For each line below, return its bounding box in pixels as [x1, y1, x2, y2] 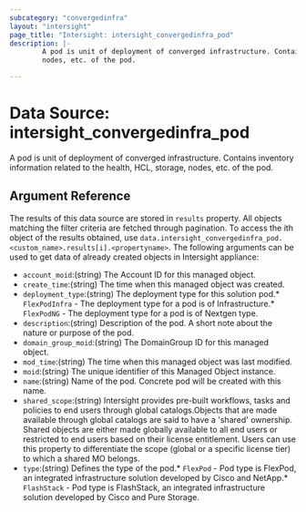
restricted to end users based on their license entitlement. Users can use [22, 434, 296, 445]
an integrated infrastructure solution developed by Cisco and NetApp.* [22, 472, 289, 483]
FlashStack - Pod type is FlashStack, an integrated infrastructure [22, 482, 266, 493]
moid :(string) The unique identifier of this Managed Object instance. [22, 365, 276, 376]
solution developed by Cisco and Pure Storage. [22, 491, 200, 502]
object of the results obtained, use [9, 231, 138, 242]
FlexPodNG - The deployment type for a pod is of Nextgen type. [22, 307, 259, 319]
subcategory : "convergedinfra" [9, 13, 128, 23]
